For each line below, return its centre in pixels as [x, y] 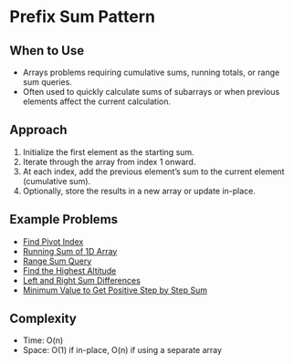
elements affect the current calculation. [97, 101]
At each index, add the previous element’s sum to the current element [153, 172]
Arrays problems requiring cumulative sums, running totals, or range [151, 72]
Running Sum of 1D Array [70, 251]
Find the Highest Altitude [69, 270]
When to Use [47, 51]
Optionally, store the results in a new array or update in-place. [139, 191]
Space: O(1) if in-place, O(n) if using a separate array [122, 350]
